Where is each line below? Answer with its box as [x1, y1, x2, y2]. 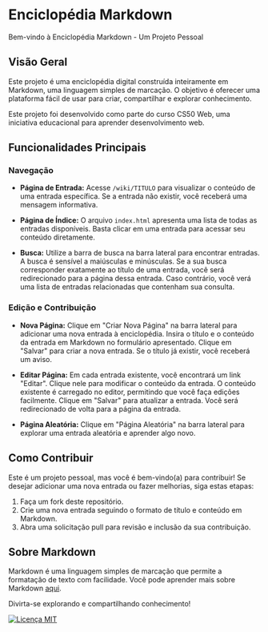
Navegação [8, 165, 54, 176]
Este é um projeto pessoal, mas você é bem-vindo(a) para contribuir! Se [8, 473, 246, 482]
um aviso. [19, 354, 53, 364]
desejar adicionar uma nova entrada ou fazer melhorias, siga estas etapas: [8, 481, 254, 490]
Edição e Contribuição [8, 302, 97, 313]
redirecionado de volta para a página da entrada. [19, 404, 182, 413]
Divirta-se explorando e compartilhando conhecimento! [8, 599, 191, 609]
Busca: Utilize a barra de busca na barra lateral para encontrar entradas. [19, 248, 260, 258]
